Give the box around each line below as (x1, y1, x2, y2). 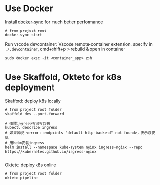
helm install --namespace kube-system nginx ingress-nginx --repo (5, 145, 142, 150)
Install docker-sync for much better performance (5, 19, 103, 25)
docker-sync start (5, 32, 42, 37)
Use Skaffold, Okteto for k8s (5, 72, 122, 83)
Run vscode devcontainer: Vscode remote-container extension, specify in (5, 41, 153, 46)
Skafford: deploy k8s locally (5, 98, 61, 104)
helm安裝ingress (13, 140, 45, 145)
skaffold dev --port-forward (5, 111, 64, 116)
